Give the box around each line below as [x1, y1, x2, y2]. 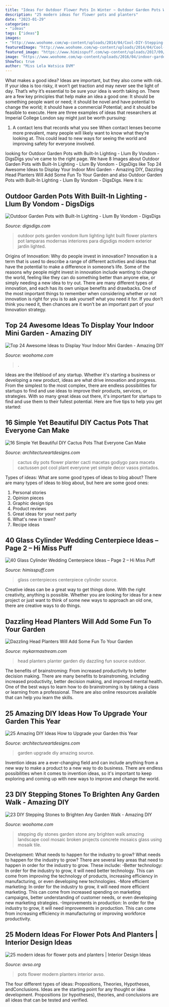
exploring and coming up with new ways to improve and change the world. [5, 776, 160, 781]
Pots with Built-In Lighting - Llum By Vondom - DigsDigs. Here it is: [5, 177, 143, 183]
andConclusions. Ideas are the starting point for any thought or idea [5, 986, 146, 992]
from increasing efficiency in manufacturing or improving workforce [5, 910, 146, 916]
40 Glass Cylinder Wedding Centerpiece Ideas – [5, 536, 158, 545]
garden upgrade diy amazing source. [17, 750, 95, 756]
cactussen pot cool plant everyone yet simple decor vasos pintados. [17, 464, 159, 471]
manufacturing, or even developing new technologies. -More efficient [5, 878, 149, 884]
